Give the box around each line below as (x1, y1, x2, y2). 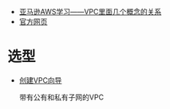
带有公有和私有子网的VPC (18, 92, 105, 102)
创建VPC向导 (18, 75, 62, 85)
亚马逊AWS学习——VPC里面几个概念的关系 (18, 7, 162, 16)
